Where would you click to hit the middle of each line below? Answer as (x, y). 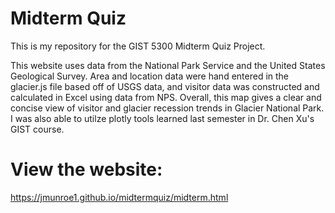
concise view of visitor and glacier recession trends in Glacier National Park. (167, 108)
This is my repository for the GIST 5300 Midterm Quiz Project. (138, 46)
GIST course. (37, 129)
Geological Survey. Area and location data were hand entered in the (150, 76)
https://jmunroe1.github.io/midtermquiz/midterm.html (119, 197)
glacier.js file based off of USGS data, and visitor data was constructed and (165, 86)
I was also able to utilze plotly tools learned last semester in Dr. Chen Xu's (162, 118)
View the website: (86, 169)
